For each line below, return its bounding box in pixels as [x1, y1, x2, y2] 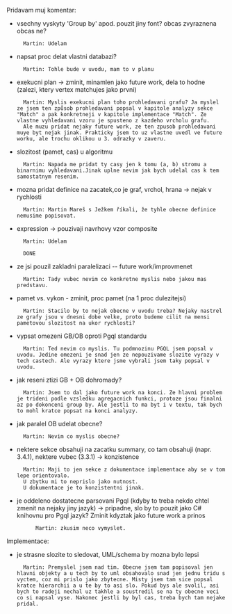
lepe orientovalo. [16, 472, 70, 479]
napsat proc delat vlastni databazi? [16, 52, 117, 60]
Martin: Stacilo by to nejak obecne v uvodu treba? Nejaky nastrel [23, 307, 223, 314]
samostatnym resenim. [16, 173, 79, 180]
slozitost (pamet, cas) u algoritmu [16, 147, 113, 156]
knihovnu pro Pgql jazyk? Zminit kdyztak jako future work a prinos [16, 511, 206, 519]
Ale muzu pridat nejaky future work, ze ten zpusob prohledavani [23, 123, 216, 130]
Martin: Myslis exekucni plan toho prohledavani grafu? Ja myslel [23, 99, 219, 106]
